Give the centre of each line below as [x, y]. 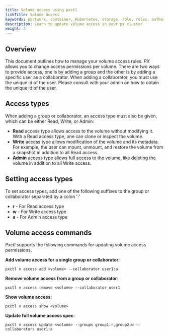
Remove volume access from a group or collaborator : [62, 279]
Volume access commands [49, 232]
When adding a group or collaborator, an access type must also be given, [81, 116]
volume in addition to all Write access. [52, 163]
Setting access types [39, 179]
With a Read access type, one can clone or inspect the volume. [78, 136]
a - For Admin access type [40, 217]
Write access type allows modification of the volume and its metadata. [86, 142]
